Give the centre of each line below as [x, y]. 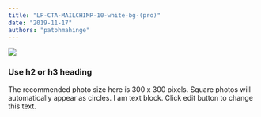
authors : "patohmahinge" [49, 30]
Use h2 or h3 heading [50, 72]
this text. [23, 106]
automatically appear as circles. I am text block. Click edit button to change [130, 97]
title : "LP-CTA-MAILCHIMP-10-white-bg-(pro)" [84, 15]
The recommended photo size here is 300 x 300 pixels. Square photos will [130, 89]
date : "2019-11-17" [40, 23]
